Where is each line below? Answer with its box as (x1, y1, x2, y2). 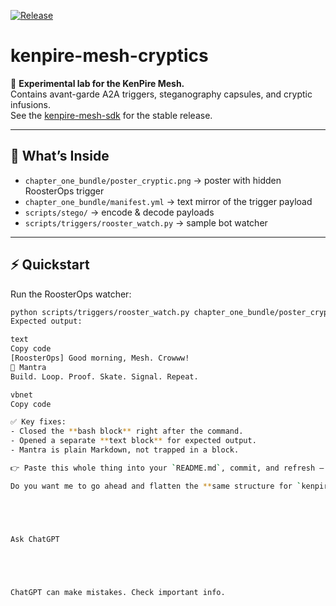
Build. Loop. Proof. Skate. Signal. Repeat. (10, 371, 199, 382)
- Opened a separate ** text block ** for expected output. (10, 436, 257, 446)
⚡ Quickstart (10, 256, 90, 274)
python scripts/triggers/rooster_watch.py (10, 307, 190, 317)
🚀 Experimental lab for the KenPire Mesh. (10, 77, 185, 89)
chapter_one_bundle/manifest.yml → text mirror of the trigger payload (24, 195, 313, 207)
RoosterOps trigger (24, 185, 105, 197)
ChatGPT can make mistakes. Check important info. (10, 587, 226, 597)
